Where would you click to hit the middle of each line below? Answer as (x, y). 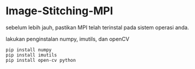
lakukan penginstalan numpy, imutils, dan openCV (68, 39)
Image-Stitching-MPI (60, 11)
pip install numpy (29, 50)
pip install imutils (32, 55)
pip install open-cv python (41, 60)
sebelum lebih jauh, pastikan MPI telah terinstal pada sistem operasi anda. (97, 27)
